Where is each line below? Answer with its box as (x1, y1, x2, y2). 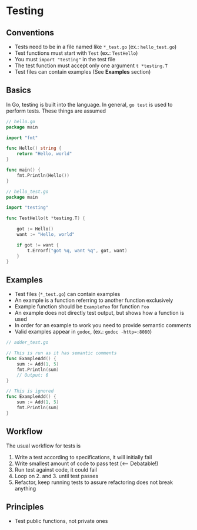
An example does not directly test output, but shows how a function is (14, 310, 184, 317)
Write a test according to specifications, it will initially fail (14, 453, 152, 460)
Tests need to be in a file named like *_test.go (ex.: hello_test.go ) (14, 43, 177, 50)
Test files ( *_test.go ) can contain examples (14, 291, 121, 298)
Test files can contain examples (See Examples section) (14, 68, 151, 75)
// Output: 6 (16, 372, 49, 378)
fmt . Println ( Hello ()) (16, 172, 69, 178)
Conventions (6, 28, 55, 38)
